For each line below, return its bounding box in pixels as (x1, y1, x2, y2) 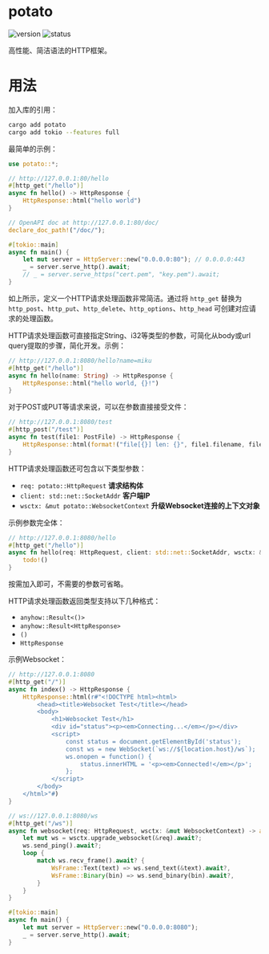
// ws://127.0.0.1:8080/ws (8, 812, 98, 820)
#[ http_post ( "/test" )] (8, 426, 84, 434)
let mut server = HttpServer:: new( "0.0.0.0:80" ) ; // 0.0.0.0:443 (22, 255, 246, 263)
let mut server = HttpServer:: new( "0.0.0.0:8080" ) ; (22, 923, 199, 932)
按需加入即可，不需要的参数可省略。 (8, 579, 128, 589)
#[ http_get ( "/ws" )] (8, 819, 74, 827)
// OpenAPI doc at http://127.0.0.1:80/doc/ (8, 218, 159, 226)
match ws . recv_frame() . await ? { (37, 857, 146, 865)
